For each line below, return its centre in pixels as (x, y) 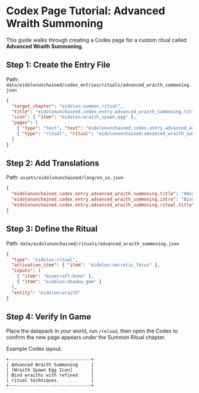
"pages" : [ (25, 123)
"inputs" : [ (26, 271)
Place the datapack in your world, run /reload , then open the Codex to (92, 331)
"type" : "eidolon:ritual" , (45, 259)
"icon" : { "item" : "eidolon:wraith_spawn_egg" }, (74, 117)
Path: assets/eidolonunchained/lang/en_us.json (65, 178)
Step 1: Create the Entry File (58, 65)
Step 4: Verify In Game (49, 317)
